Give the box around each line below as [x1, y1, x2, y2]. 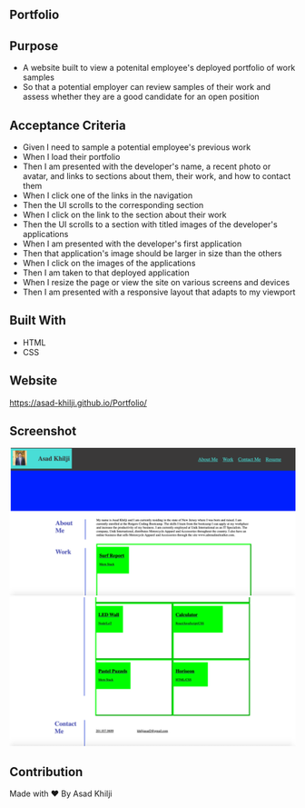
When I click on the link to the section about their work [22, 209, 227, 221]
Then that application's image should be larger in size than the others [22, 248, 282, 259]
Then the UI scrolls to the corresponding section [22, 200, 204, 211]
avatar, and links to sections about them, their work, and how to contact [22, 171, 291, 182]
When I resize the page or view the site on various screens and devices [22, 277, 290, 288]
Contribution [9, 763, 84, 780]
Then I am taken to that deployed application [22, 267, 191, 278]
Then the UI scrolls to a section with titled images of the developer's [22, 219, 279, 230]
